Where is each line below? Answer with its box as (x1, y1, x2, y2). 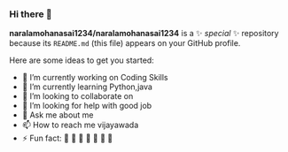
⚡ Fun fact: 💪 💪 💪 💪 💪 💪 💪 (21, 133, 113, 144)
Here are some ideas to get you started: (9, 55, 155, 65)
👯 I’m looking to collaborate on (21, 91, 134, 102)
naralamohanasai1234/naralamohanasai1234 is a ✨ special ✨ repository (9, 28, 279, 39)
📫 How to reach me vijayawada (21, 119, 139, 131)
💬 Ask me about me (21, 110, 95, 120)
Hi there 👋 (9, 8, 53, 20)
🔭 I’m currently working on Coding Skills (21, 72, 168, 83)
